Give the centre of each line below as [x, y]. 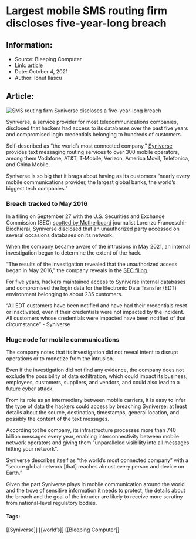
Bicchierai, [19, 229]
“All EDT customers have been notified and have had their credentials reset [97, 306]
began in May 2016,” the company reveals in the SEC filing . [77, 270]
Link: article [28, 65]
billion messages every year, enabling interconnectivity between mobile [93, 437]
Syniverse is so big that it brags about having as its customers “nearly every [98, 176]
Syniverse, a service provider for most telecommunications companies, [92, 122]
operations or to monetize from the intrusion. [60, 359]
